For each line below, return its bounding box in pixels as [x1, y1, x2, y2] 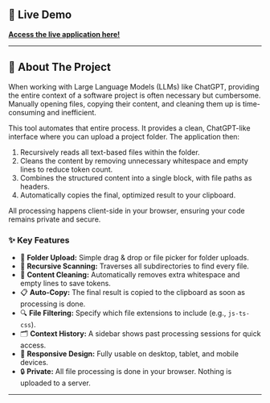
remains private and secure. [8, 214, 101, 224]
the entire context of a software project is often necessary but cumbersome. [8, 90, 261, 100]
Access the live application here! [8, 29, 121, 39]
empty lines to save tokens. [19, 278, 111, 288]
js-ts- [227, 310, 251, 318]
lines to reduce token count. [19, 164, 113, 174]
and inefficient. [47, 107, 96, 117]
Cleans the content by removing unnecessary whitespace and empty [19, 156, 249, 165]
